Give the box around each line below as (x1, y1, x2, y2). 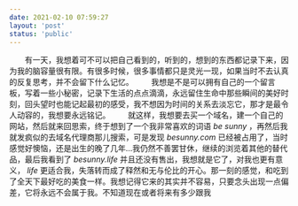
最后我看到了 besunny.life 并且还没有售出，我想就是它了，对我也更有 (24, 154, 276, 164)
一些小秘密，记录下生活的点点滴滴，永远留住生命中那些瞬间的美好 (39, 88, 281, 98)
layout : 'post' (9, 21, 66, 30)
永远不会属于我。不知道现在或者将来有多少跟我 (39, 187, 211, 198)
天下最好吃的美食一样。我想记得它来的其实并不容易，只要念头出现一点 (24, 176, 281, 187)
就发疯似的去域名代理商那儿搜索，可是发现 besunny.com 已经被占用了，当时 (9, 132, 288, 142)
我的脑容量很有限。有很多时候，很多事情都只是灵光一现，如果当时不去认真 (16, 65, 289, 76)
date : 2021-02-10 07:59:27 (9, 12, 109, 22)
